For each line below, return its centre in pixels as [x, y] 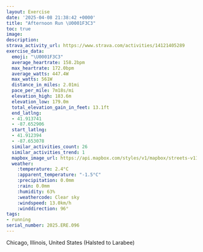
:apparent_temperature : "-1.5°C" [59, 175]
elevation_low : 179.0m [40, 102]
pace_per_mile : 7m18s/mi [43, 91]
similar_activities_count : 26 [50, 147]
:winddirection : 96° [43, 208]
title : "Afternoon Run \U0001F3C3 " [51, 23]
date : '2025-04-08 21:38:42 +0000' [51, 18]
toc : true [19, 29]
